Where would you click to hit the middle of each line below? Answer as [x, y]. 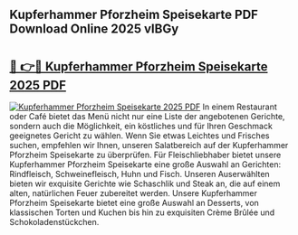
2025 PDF [38, 85]
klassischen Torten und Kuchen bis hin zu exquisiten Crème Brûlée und [142, 212]
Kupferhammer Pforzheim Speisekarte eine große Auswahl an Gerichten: [145, 164]
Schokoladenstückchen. [54, 222]
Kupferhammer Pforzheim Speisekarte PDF [134, 15]
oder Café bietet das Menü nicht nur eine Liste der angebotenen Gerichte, [147, 116]
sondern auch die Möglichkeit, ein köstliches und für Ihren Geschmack [141, 126]
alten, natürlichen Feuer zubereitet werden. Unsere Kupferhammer [134, 193]
